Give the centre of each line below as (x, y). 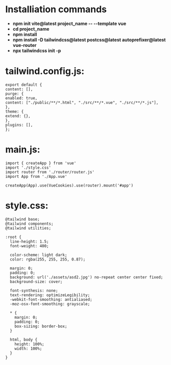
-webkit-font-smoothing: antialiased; (51, 299)
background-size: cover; (36, 281)
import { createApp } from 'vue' (41, 163)
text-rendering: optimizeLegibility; (50, 295)
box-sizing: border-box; (41, 326)
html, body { (24, 340)
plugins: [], (19, 125)
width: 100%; (28, 348)
